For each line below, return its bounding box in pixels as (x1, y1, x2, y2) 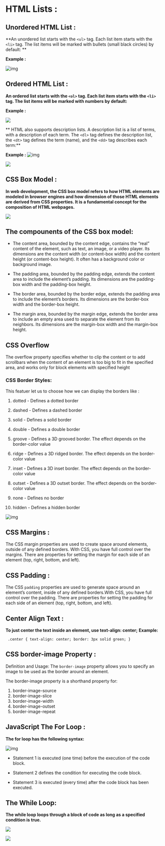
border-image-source (12, 687, 57, 693)
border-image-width (12, 698, 54, 704)
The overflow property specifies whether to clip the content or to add (5, 354, 145, 360)
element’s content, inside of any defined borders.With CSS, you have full (5, 589, 152, 595)
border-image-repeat (12, 708, 56, 715)
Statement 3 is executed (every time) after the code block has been (12, 779, 149, 785)
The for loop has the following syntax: (5, 736, 85, 742)
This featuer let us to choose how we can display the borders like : (5, 388, 140, 394)
